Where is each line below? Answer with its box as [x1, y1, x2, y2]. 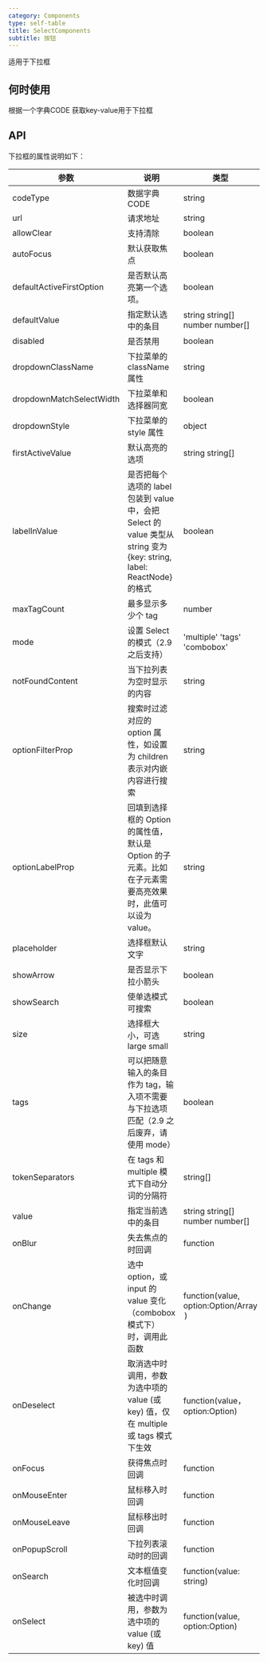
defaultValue [12, 314, 60, 325]
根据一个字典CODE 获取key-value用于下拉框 [8, 106, 153, 115]
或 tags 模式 [127, 1430, 173, 1441]
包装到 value [127, 493, 174, 504]
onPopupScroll [12, 1544, 68, 1555]
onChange [12, 1300, 52, 1312]
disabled [12, 335, 45, 346]
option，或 [127, 1271, 167, 1282]
